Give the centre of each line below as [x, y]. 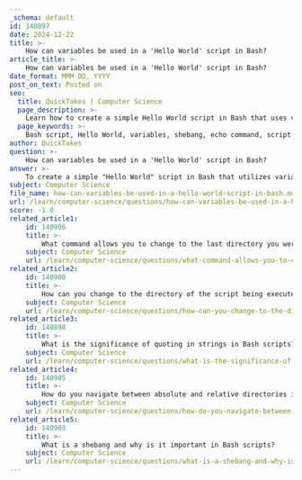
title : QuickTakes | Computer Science [90, 101]
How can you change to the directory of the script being [152, 294]
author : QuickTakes [46, 143]
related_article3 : [44, 319]
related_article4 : [44, 369]
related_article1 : [44, 218]
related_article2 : [44, 269]
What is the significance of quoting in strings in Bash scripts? [169, 344]
